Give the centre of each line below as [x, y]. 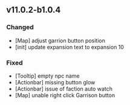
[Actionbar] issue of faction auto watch [64, 89]
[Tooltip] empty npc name [47, 76]
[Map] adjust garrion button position [60, 40]
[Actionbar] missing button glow [55, 82]
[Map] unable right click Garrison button [65, 95]
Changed [20, 27]
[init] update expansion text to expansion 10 [69, 47]
